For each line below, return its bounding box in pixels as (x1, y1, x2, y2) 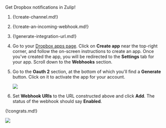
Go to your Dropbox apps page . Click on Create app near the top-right (12, 43, 158, 49)
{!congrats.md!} (5, 108, 38, 114)
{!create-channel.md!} (12, 14, 58, 19)
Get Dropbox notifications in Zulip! (5, 4, 76, 10)
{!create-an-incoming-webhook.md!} (12, 23, 89, 29)
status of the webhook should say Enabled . (12, 98, 102, 104)
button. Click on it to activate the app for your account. (12, 74, 125, 79)
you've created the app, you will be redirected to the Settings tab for (12, 53, 154, 59)
